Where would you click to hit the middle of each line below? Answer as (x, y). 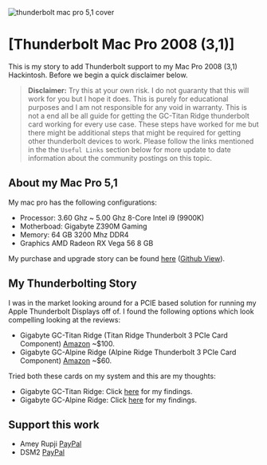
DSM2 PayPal (42, 452)
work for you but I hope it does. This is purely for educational (128, 99)
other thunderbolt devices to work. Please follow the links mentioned (141, 141)
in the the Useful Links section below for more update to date (129, 149)
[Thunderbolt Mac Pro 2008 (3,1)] (122, 45)
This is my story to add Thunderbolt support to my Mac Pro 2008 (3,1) (123, 66)
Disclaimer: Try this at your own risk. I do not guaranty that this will (138, 90)
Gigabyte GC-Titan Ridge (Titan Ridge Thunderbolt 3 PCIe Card (124, 335)
